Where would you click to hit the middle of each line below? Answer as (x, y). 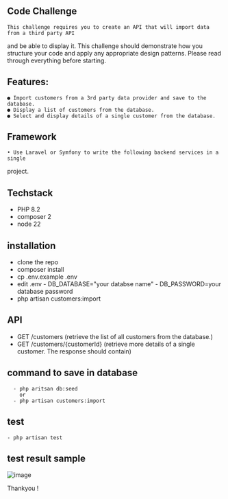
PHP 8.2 (28, 209)
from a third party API (41, 33)
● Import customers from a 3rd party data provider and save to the (107, 98)
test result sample (47, 458)
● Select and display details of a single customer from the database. (111, 116)
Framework (32, 137)
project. (18, 172)
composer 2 (34, 217)
